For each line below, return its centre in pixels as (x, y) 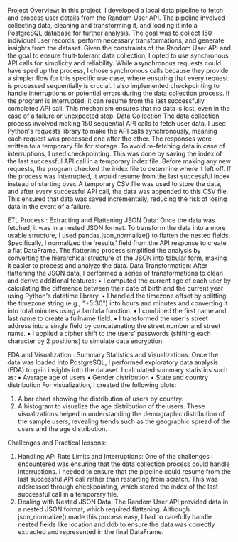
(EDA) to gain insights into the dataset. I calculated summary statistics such (118, 370)
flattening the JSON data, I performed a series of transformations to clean (115, 273)
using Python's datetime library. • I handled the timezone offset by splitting (117, 296)
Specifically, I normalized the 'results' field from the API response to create (117, 243)
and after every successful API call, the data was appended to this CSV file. (118, 191)
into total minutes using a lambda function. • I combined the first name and (117, 311)
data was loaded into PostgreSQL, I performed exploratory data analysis (113, 362)
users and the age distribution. (63, 429)
